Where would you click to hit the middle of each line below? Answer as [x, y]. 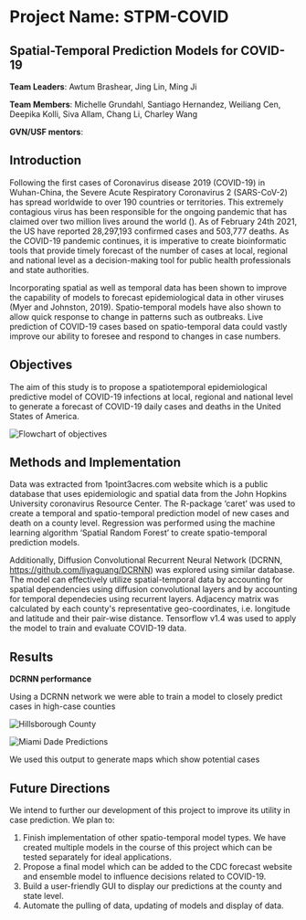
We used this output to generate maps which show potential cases [135, 759]
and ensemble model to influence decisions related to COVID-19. [144, 877]
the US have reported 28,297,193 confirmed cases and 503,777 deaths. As [149, 231]
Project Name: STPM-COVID [119, 17]
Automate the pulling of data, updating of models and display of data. [153, 905]
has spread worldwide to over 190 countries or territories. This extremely [147, 202]
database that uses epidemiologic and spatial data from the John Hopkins [148, 494]
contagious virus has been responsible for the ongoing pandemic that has [148, 211]
